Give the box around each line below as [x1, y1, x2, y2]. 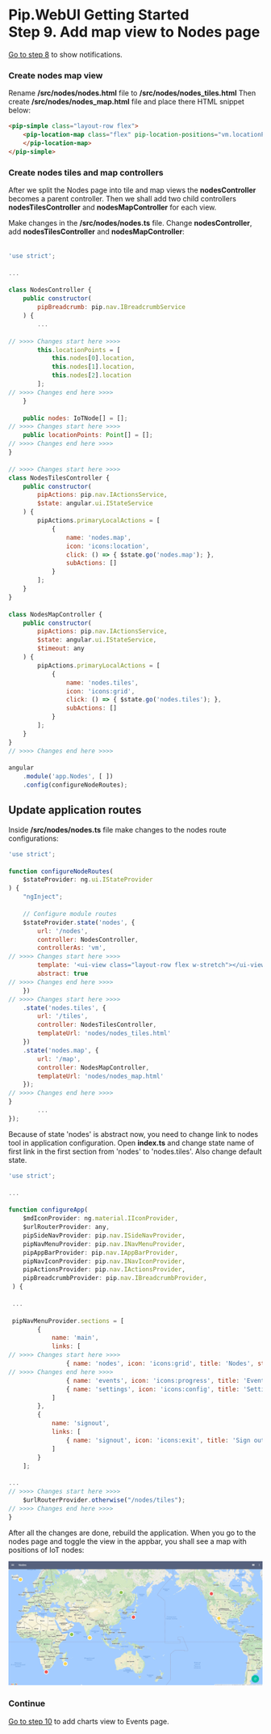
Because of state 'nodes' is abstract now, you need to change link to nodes [8, 1129, 259, 1138]
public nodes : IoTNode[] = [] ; [23, 414, 128, 422]
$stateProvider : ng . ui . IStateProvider [23, 875, 153, 884]
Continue [8, 1698, 46, 1709]
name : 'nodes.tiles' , [65, 678, 139, 687]
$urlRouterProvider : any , [23, 1223, 110, 1232]
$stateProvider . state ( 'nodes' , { [23, 918, 135, 926]
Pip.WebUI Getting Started [8, 6, 190, 24]
